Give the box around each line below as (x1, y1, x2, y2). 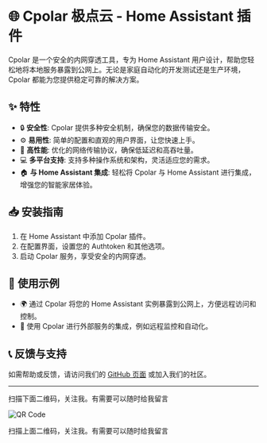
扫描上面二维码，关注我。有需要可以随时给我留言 (8, 426, 168, 436)
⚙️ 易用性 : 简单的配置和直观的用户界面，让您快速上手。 (19, 135, 200, 144)
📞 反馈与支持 (8, 347, 68, 360)
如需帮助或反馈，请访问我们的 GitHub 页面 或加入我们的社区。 (8, 370, 211, 379)
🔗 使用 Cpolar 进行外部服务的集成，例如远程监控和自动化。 (19, 322, 213, 331)
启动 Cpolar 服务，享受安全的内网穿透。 (19, 251, 151, 260)
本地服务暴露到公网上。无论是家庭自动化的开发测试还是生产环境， (29, 64, 245, 74)
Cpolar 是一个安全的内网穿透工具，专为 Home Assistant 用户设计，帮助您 (8, 55, 248, 64)
